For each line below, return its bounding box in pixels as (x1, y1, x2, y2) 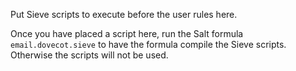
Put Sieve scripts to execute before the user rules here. (10, 9, 238, 20)
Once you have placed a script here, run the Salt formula (10, 28, 244, 39)
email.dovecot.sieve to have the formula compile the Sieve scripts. (10, 39, 287, 50)
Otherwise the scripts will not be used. (10, 49, 169, 61)
